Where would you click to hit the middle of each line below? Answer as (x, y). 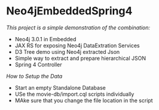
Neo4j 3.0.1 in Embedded (45, 39)
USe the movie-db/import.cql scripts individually (74, 94)
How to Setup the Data (34, 76)
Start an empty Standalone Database (60, 87)
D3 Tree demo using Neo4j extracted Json (67, 51)
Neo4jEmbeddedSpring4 (69, 11)
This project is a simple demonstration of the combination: (78, 27)
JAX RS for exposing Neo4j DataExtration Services (77, 45)
